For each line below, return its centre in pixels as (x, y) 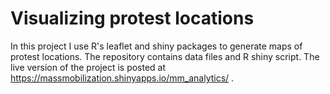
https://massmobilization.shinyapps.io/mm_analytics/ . (122, 78)
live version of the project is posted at (88, 67)
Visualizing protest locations (132, 18)
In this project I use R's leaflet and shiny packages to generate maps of (156, 46)
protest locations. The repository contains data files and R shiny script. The (165, 56)
